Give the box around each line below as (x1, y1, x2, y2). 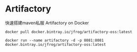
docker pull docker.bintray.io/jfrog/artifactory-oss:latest (5, 29, 133, 34)
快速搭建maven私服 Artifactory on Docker (5, 20, 89, 26)
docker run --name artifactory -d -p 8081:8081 (5, 38, 104, 43)
